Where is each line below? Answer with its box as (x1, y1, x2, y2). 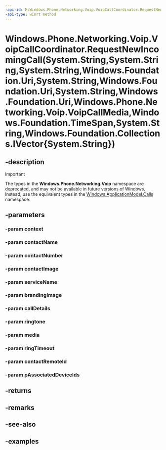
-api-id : (5, 7, 23, 12)
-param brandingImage (5, 292, 62, 299)
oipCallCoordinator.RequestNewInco (5, 44, 160, 55)
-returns (5, 387, 32, 395)
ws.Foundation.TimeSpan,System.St (5, 117, 160, 129)
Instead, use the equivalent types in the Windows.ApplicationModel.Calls (5, 191, 154, 197)
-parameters (5, 211, 45, 219)
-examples (5, 437, 39, 446)
